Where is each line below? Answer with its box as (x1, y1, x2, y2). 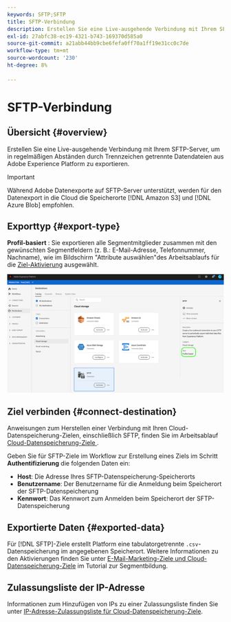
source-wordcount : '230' (7, 55, 78, 62)
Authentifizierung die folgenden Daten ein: (7, 459, 131, 468)
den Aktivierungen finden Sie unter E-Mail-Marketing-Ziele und (7, 555, 186, 563)
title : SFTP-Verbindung (7, 18, 76, 25)
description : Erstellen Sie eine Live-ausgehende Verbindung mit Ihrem (7, 25, 217, 32)
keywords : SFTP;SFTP (7, 11, 67, 18)
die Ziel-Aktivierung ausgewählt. (7, 261, 99, 269)
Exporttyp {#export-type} (7, 220, 120, 233)
